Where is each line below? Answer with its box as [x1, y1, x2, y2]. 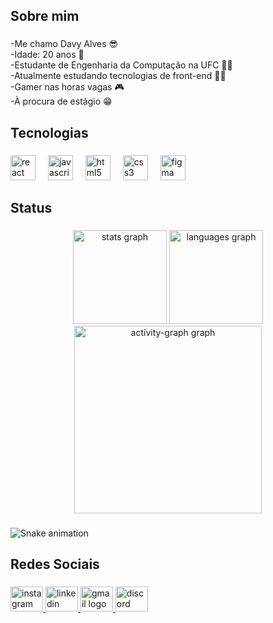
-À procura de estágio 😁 [10, 95, 113, 108]
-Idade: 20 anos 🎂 [10, 49, 85, 61]
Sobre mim [10, 8, 80, 25]
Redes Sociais [10, 556, 100, 573]
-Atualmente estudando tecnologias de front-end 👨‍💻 [10, 70, 227, 82]
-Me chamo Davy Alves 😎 [10, 38, 119, 50]
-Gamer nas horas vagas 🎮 [10, 81, 125, 93]
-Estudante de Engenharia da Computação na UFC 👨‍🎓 [10, 59, 233, 71]
